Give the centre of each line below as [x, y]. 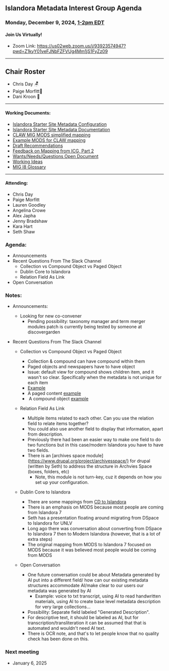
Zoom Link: [24, 46]
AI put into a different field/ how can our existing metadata [88, 580]
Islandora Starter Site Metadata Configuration [60, 124]
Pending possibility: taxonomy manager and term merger [87, 321]
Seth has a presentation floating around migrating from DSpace [93, 518]
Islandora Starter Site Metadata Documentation [61, 129]
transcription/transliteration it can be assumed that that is [87, 623]
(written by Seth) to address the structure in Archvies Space [90, 466]
